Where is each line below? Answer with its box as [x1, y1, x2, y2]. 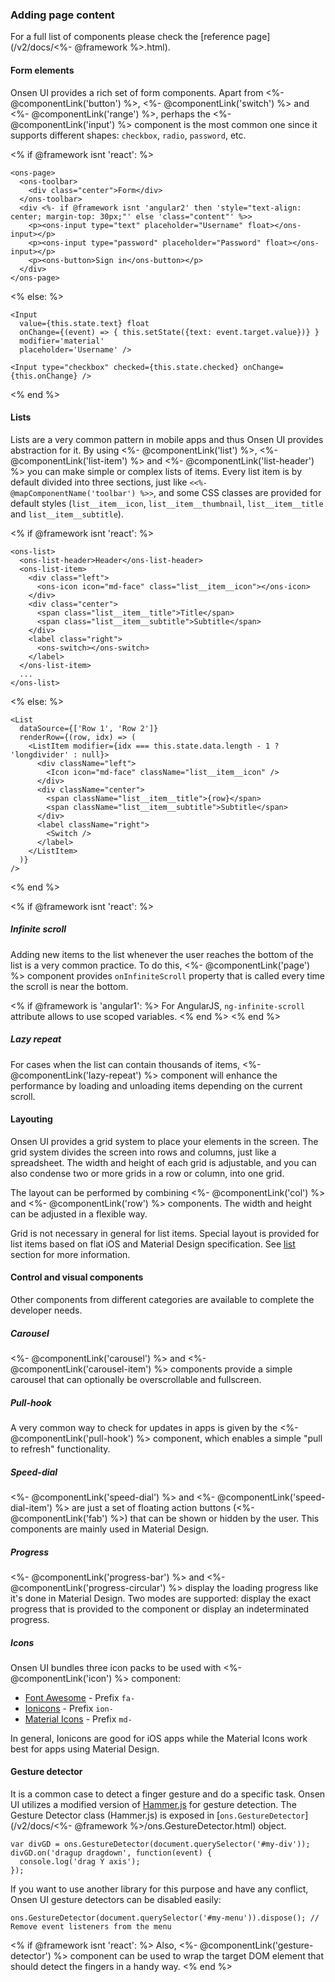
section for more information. [10, 1248, 131, 1260]
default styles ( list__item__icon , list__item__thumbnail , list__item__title [10, 497, 324, 509]
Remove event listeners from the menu [10, 1922, 172, 1932]
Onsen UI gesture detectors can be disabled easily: [10, 1894, 222, 1906]
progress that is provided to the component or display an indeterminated [10, 1603, 310, 1615]
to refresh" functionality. [10, 1443, 111, 1455]
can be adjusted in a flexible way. [10, 1208, 148, 1220]
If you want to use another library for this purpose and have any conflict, [10, 1883, 309, 1895]
